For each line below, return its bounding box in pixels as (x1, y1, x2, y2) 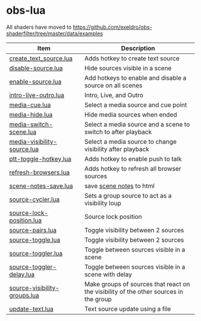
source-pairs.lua (9, 226, 57, 234)
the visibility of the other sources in (84, 287, 184, 296)
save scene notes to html (84, 181, 155, 190)
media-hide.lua (9, 110, 53, 119)
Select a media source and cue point (84, 100, 187, 109)
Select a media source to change (84, 137, 177, 146)
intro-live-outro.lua (9, 91, 65, 99)
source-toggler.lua (9, 249, 63, 257)
